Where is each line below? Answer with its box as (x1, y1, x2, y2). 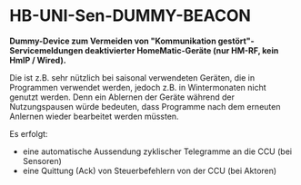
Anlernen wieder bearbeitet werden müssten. (9, 111, 179, 122)
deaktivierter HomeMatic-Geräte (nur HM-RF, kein (85, 44, 279, 55)
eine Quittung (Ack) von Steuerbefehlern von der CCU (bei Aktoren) (22, 165, 277, 176)
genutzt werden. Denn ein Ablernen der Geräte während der (9, 92, 235, 102)
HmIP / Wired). (9, 54, 66, 65)
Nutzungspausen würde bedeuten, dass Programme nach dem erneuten (9, 101, 281, 112)
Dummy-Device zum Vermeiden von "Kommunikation (9, 35, 216, 46)
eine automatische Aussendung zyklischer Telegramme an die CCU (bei (22, 146, 293, 157)
